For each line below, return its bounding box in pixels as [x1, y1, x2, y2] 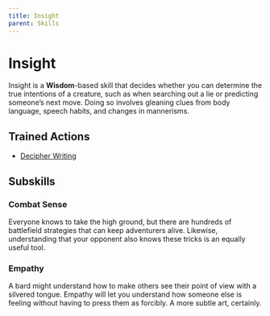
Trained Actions [8, 130, 90, 143]
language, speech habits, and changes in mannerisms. [8, 106, 189, 116]
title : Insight [8, 11, 60, 20]
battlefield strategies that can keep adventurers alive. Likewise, [8, 225, 218, 235]
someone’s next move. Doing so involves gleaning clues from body [8, 98, 231, 107]
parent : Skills [8, 19, 60, 27]
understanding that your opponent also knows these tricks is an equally [8, 234, 246, 243]
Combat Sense [8, 198, 68, 210]
